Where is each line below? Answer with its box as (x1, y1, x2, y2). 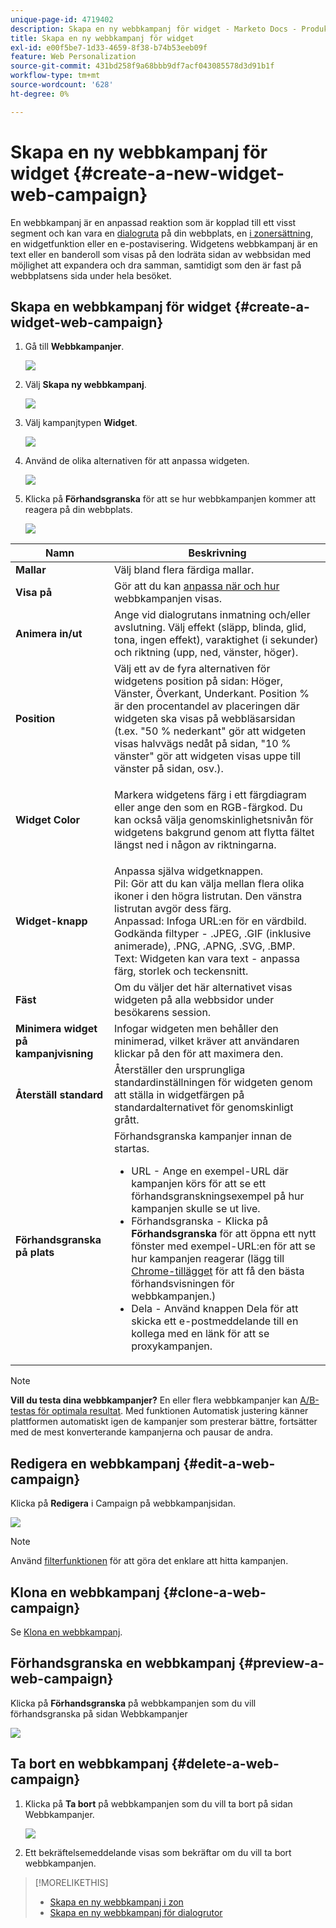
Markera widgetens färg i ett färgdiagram (114, 788, 307, 802)
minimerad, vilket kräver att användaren (114, 1034, 300, 1048)
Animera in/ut (15, 627, 83, 641)
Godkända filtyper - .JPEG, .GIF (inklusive (114, 927, 312, 941)
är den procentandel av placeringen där (114, 699, 300, 713)
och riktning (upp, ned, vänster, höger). (114, 646, 299, 660)
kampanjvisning (15, 1047, 94, 1061)
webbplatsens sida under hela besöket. (10, 269, 172, 281)
